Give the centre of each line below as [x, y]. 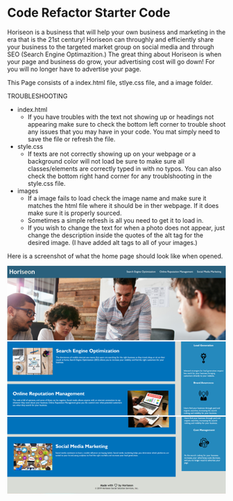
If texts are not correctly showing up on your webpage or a [112, 154]
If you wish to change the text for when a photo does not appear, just [126, 228]
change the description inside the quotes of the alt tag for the [115, 235]
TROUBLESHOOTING [37, 96]
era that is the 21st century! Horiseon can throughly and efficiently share [110, 39]
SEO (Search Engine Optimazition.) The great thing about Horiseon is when [114, 54]
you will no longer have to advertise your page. [74, 69]
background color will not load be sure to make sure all [106, 161]
